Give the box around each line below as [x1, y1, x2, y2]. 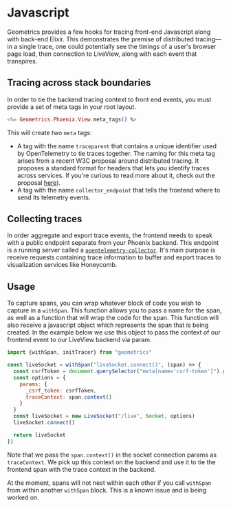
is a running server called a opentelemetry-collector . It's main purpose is [7, 246, 216, 255]
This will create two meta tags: [7, 128, 92, 137]
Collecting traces [7, 213, 82, 225]
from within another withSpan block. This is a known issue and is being [7, 486, 207, 494]
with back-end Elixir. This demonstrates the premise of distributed [7, 34, 195, 43]
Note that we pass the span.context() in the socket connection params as [7, 450, 217, 459]
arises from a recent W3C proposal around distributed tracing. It [16, 157, 199, 165]
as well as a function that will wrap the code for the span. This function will [7, 314, 219, 322]
